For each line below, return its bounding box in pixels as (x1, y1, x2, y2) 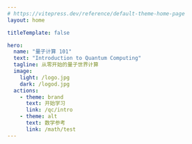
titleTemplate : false (7, 29, 70, 36)
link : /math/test (25, 126, 77, 133)
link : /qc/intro (25, 106, 73, 113)
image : (13, 67, 33, 74)
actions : (13, 87, 39, 94)
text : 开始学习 (25, 100, 66, 107)
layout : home (7, 17, 45, 24)
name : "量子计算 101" (13, 48, 72, 56)
